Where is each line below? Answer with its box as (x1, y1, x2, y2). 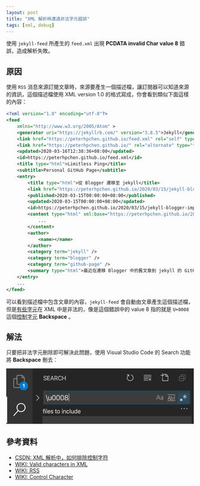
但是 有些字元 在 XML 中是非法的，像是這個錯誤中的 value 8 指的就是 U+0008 (6, 305, 189, 312)
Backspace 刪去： (12, 356, 58, 363)
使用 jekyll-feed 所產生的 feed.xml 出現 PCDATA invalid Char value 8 (6, 40, 179, 47)
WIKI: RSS (14, 467, 40, 474)
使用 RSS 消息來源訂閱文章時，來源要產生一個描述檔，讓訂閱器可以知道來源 (6, 83, 189, 90)
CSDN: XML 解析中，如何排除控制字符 (14, 454, 108, 461)
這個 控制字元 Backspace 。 (6, 313, 74, 320)
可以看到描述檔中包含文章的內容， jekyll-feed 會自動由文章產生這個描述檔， (6, 298, 193, 305)
